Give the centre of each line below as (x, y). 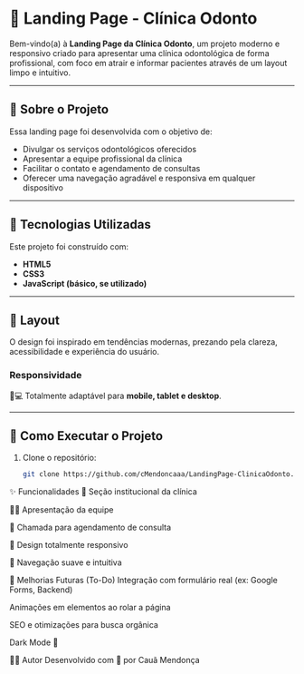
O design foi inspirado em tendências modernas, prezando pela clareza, (143, 342)
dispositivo (43, 187)
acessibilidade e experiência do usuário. (85, 352)
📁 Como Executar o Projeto (86, 436)
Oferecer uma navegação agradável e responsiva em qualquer (139, 178)
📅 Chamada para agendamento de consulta (90, 527)
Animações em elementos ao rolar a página (90, 608)
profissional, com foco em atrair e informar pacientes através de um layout (148, 63)
